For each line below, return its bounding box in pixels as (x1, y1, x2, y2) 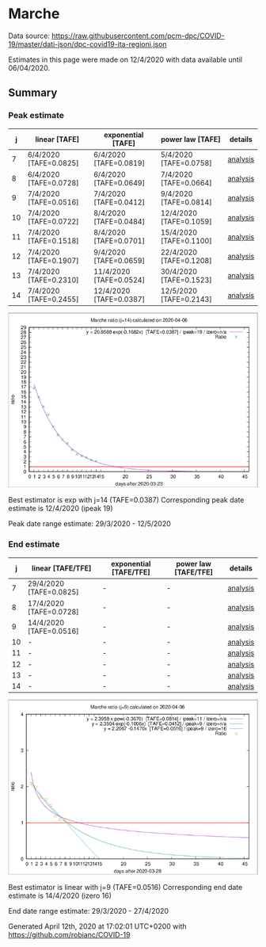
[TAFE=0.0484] (93, 217, 145, 227)
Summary (8, 86, 58, 100)
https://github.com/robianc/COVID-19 (8, 930, 131, 939)
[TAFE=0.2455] (27, 295, 79, 304)
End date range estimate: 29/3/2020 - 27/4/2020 (8, 906, 169, 915)
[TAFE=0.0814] (161, 197, 212, 207)
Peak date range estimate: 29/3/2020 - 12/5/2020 (8, 519, 172, 529)
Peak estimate (8, 110, 65, 121)
